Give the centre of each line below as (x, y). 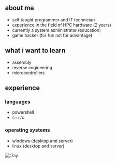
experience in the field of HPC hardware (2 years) (61, 25)
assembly (22, 62)
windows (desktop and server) (43, 141)
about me (20, 8)
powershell (23, 112)
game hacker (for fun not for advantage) (52, 35)
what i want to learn (35, 51)
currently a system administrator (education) (56, 30)
